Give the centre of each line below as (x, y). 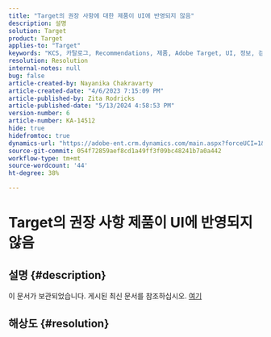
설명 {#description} (57, 275)
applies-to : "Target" (45, 46)
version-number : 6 (39, 114)
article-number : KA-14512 (52, 121)
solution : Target (38, 31)
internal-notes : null (45, 69)
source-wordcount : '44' (48, 166)
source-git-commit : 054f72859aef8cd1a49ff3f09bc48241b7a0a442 (115, 151)
